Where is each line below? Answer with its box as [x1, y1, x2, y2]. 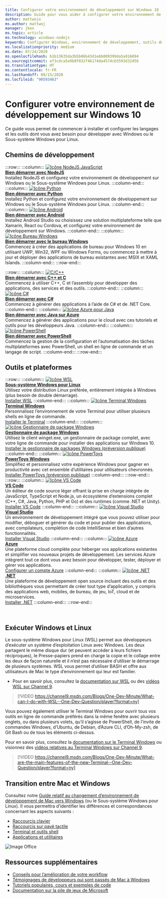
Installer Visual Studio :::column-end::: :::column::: [5, 535, 107, 542]
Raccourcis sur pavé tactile [12, 823, 68, 829]
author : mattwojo [5, 16, 41, 21]
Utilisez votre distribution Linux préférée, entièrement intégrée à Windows [5, 387, 157, 393]
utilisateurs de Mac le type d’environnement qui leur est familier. [5, 669, 137, 675]
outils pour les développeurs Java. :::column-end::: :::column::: [5, 322, 133, 328]
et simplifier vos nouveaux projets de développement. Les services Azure [5, 551, 156, 557]
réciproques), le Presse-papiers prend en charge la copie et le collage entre [5, 653, 161, 659]
